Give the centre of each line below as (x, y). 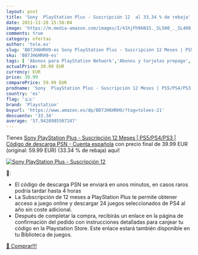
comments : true (25, 34)
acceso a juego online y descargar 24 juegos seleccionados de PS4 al (100, 203)
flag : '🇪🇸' (21, 99)
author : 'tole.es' (29, 45)
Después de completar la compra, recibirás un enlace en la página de (99, 216)
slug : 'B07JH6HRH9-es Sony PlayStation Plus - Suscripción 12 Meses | (95, 50)
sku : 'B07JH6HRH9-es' (33, 55)
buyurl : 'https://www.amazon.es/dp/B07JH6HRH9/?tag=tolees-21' (85, 110)
